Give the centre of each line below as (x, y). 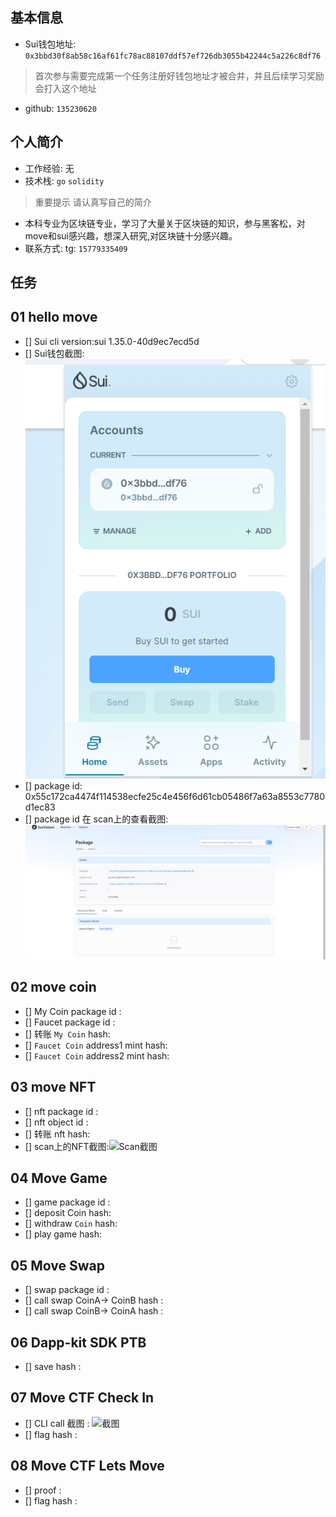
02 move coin (53, 987)
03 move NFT (53, 1087)
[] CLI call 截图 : (57, 1423)
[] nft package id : (61, 1111)
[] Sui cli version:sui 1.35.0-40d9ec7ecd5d (112, 341)
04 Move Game (59, 1178)
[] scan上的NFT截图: (67, 1146)
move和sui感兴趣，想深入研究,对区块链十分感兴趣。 (131, 235)
